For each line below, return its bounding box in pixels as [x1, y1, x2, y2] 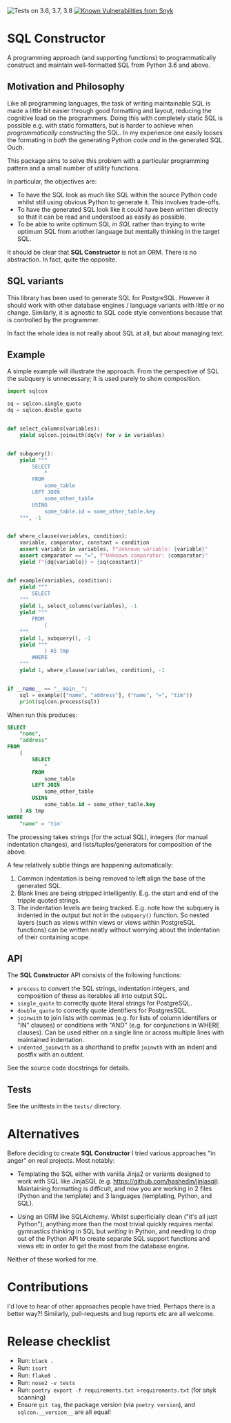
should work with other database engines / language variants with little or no [7, 301, 225, 309]
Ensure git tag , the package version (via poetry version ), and [17, 1400, 195, 1409]
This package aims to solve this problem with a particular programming [7, 156, 210, 165]
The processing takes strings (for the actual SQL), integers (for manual [7, 832, 208, 841]
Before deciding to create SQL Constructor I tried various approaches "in [7, 1149, 216, 1157]
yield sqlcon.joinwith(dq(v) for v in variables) [19, 431, 165, 438]
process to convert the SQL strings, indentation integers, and [17, 984, 190, 993]
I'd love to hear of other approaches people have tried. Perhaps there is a [7, 1302, 216, 1311]
